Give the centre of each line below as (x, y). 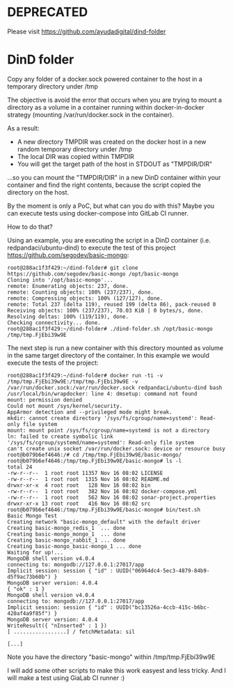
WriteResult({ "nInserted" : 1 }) (57, 626)
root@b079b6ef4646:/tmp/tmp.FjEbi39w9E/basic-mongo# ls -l (95, 461)
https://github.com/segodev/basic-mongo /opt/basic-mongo (93, 274)
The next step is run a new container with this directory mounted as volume (115, 348)
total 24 (20, 467)
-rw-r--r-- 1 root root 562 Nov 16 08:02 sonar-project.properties (112, 497)
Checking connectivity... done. (54, 323)
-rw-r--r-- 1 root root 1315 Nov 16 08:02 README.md (88, 479)
